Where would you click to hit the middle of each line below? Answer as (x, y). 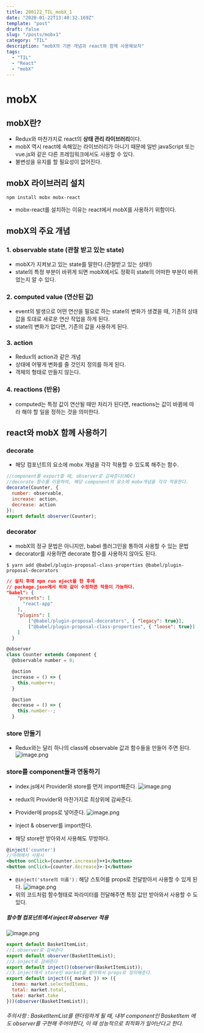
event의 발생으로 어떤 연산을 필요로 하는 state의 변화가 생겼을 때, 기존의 (101, 311)
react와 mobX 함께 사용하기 (57, 433)
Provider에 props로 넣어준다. (50, 812)
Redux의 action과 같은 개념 (48, 357)
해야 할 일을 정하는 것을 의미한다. (61, 412)
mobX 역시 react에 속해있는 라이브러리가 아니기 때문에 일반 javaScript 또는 (105, 147)
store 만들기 (24, 733)
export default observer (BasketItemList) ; (61, 956)
